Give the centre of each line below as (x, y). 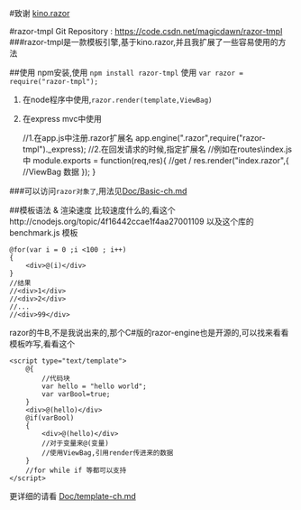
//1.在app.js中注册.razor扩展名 (78, 138)
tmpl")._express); (55, 149)
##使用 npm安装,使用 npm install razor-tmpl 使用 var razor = (126, 72)
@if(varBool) (50, 418)
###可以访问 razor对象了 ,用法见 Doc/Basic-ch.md (98, 191)
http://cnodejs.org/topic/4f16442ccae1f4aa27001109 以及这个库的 (132, 221)
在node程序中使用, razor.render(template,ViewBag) (117, 99)
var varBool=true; (76, 394)
